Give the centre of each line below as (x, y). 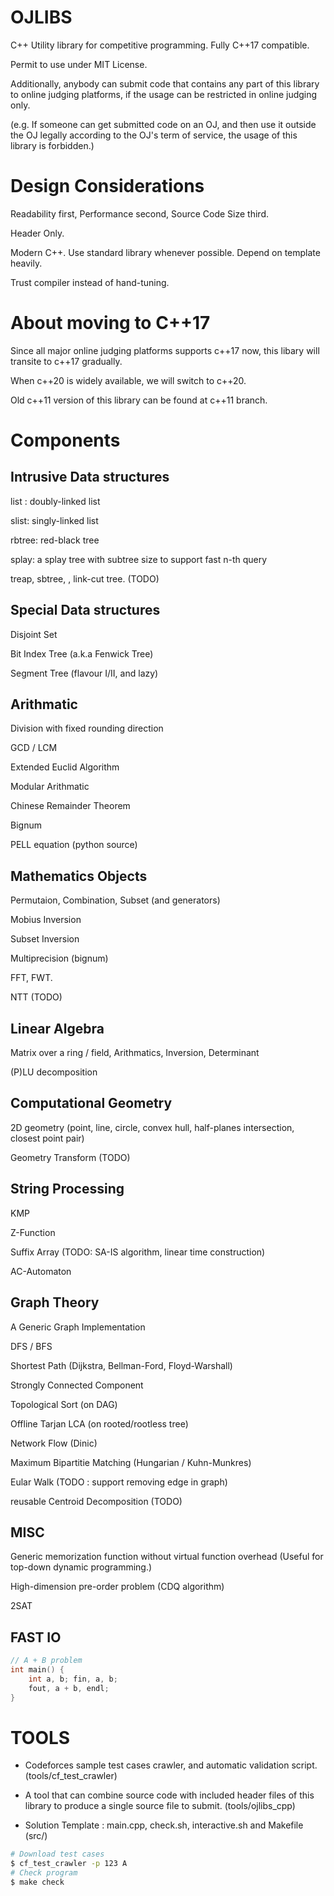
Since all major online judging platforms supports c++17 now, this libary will (165, 350)
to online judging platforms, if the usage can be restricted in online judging (164, 94)
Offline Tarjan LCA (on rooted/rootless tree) (99, 1423)
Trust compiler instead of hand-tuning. (90, 282)
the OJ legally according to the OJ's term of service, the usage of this (154, 135)
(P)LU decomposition (54, 1072)
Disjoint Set (34, 634)
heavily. (26, 263)
